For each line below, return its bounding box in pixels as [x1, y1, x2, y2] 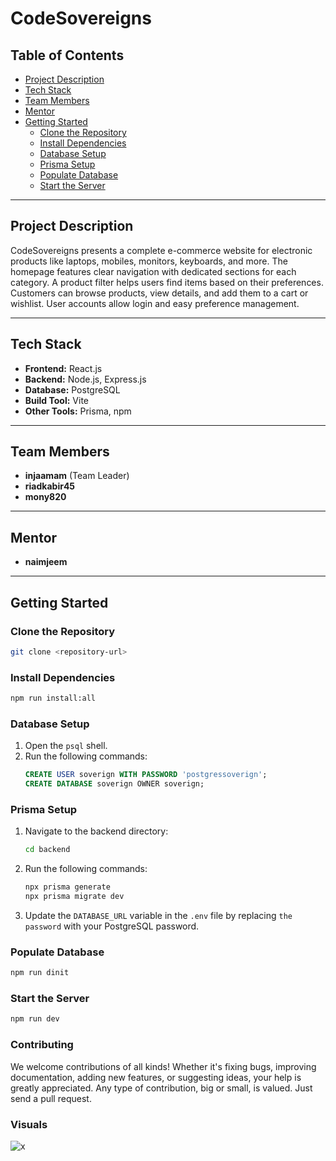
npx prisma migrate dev [24, 892, 125, 902]
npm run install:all [10, 693, 97, 704]
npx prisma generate [24, 882, 111, 892]
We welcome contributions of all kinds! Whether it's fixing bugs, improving [10, 1060, 317, 1072]
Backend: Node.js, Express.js [24, 373, 147, 385]
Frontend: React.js [24, 362, 103, 374]
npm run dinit [10, 968, 70, 978]
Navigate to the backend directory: [24, 825, 169, 837]
